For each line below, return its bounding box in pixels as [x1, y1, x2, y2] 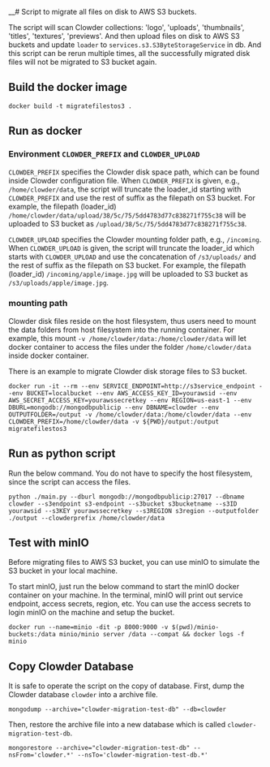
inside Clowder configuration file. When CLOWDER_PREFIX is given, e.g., [8, 175, 241, 185]
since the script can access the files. [8, 476, 131, 486]
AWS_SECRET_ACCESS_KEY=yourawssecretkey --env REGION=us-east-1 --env [8, 396, 252, 404]
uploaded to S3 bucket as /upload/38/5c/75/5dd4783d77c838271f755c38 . [8, 218, 247, 228]
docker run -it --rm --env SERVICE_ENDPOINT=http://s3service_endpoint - [8, 381, 264, 390]
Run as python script [8, 446, 116, 461]
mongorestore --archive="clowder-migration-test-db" [8, 744, 191, 752]
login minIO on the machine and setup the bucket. [8, 608, 175, 618]
